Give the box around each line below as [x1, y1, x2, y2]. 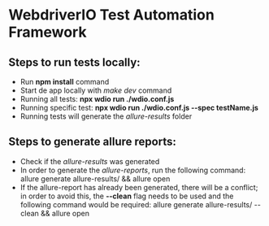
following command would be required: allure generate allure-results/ [20, 199, 253, 209]
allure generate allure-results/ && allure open [20, 173, 171, 184]
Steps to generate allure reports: [8, 135, 176, 149]
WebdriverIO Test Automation [8, 6, 215, 24]
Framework [8, 23, 87, 41]
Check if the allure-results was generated [20, 156, 160, 166]
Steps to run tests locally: [8, 55, 141, 69]
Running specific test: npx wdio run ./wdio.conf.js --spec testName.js [20, 103, 258, 112]
